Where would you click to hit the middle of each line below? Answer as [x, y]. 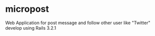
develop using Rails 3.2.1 [31, 28]
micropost [27, 9]
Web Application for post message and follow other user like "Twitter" [78, 23]
